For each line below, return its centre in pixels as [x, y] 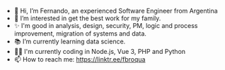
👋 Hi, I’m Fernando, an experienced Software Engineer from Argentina [116, 11]
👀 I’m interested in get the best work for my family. [87, 18]
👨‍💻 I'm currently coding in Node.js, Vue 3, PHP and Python [100, 51]
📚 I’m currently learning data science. [70, 41]
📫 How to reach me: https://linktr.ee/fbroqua [80, 59]
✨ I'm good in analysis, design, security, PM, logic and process [106, 26]
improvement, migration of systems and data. [80, 34]
